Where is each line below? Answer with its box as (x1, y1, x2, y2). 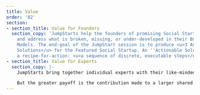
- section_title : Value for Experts (6, 58, 97, 64)
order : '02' (6, 14, 36, 20)
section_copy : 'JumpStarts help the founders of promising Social (11, 31, 180, 37)
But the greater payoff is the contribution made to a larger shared (17, 80, 193, 86)
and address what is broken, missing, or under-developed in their (17, 36, 187, 42)
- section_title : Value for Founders (6, 25, 100, 31)
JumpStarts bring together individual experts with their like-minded (17, 69, 196, 75)
